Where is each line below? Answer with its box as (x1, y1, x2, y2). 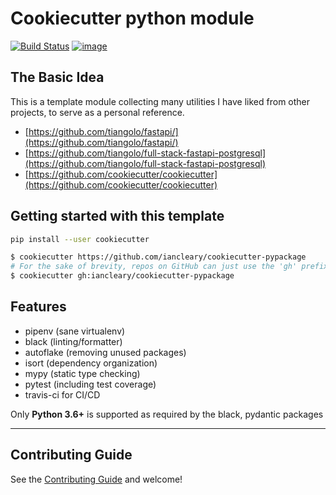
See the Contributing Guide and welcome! (10, 473, 183, 485)
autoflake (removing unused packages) (24, 346, 187, 358)
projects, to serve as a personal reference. (10, 106, 185, 118)
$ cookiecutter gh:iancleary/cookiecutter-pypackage (10, 271, 235, 281)
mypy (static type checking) (24, 367, 141, 379)
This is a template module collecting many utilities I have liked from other (10, 95, 311, 107)
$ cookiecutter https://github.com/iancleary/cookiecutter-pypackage (10, 252, 307, 262)
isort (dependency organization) (24, 357, 158, 369)
